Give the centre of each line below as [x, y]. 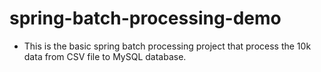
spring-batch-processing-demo [145, 18]
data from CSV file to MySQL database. [105, 56]
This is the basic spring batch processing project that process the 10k [167, 46]
